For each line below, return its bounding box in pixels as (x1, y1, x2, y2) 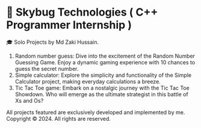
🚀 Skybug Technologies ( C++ (6, 5, 158, 19)
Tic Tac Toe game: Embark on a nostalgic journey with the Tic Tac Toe (14, 84, 190, 91)
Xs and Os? (14, 97, 44, 104)
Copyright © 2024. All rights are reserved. (6, 115, 111, 122)
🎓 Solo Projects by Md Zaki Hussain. (6, 38, 99, 46)
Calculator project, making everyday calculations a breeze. (14, 78, 161, 85)
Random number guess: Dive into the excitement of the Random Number (14, 52, 196, 59)
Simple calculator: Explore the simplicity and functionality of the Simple (14, 72, 191, 79)
